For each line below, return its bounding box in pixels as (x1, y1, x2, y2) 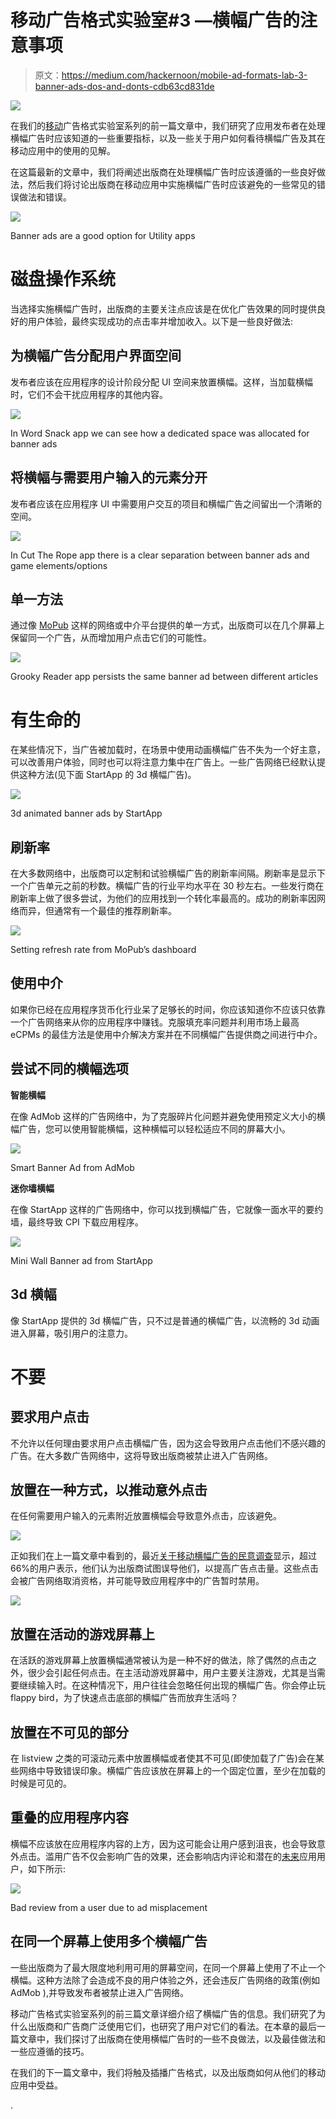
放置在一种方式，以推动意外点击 (10, 1481, 208, 1498)
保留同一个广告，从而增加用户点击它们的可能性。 (10, 632, 212, 644)
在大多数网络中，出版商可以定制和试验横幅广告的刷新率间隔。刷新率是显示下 (10, 867, 326, 880)
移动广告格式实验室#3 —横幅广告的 (10, 9, 300, 32)
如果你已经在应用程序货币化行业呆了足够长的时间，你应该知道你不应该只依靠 (10, 1003, 326, 1015)
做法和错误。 (18, 191, 72, 203)
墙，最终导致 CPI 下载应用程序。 (10, 1216, 144, 1228)
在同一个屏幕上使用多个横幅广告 (10, 1933, 208, 1950)
